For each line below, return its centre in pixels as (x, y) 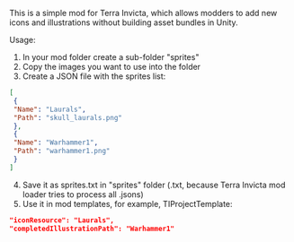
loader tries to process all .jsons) (83, 194)
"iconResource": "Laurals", (62, 220)
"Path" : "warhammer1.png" (62, 151)
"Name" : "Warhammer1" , (56, 143)
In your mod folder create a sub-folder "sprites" (111, 57)
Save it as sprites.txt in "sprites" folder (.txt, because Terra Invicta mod (154, 185)
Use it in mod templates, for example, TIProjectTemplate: (127, 203)
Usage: (22, 40)
